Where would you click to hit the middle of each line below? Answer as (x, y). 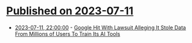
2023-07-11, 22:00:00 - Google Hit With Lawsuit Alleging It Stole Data (100, 27)
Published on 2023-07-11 (70, 11)
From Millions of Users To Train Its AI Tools (67, 33)
